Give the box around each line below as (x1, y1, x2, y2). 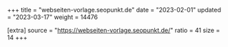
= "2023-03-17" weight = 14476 (7, 13, 99, 21)
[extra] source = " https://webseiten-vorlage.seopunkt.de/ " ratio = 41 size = (7, 27, 220, 34)
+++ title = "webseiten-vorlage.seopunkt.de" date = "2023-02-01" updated (7, 6, 222, 14)
